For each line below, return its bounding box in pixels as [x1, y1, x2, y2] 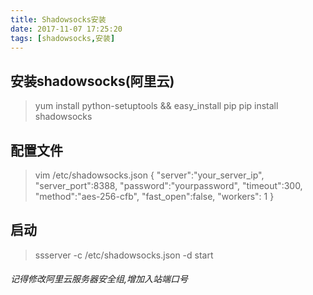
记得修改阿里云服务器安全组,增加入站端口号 [10, 273, 189, 285]
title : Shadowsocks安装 [10, 14, 107, 25]
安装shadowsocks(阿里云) [10, 72, 175, 90]
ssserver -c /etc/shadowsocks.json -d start [34, 249, 214, 261]
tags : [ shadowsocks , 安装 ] [10, 33, 116, 43]
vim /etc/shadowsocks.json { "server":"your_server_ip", [34, 169, 265, 181]
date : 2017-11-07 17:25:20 [10, 24, 123, 34]
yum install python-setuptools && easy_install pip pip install [34, 100, 279, 112]
